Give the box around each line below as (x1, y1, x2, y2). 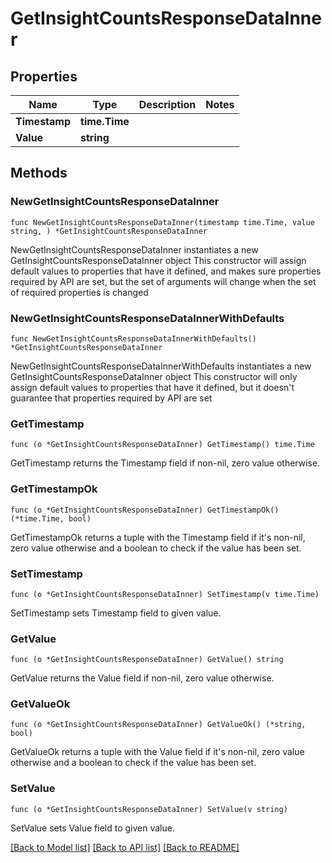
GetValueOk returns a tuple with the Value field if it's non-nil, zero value (10, 746, 305, 758)
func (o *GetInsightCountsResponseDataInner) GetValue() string (10, 655, 284, 665)
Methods (10, 165, 68, 182)
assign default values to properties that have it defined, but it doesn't (10, 381, 295, 393)
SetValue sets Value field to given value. (10, 822, 175, 834)
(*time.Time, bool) (10, 513, 92, 524)
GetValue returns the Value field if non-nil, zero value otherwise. (10, 672, 275, 684)
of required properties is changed (10, 286, 149, 298)
